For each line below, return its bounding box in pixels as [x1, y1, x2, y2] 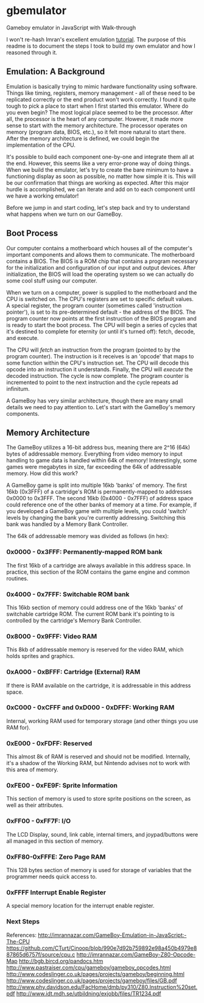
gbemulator [6, 4, 67, 18]
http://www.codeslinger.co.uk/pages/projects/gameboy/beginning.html [6, 970, 185, 977]
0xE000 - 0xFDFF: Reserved [6, 739, 93, 747]
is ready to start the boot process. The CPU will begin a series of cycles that [6, 321, 197, 328]
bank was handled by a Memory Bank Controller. [6, 520, 129, 528]
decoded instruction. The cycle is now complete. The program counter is [6, 372, 189, 379]
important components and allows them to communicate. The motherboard [6, 251, 195, 258]
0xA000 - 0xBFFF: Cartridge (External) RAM [6, 668, 141, 676]
